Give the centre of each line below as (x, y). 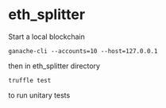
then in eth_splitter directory (54, 66)
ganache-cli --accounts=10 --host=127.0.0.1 (83, 51)
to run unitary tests (39, 95)
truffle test (30, 80)
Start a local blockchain (46, 37)
